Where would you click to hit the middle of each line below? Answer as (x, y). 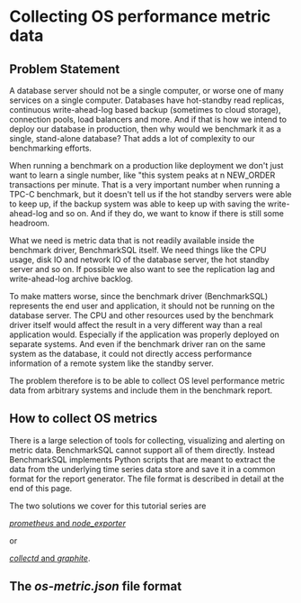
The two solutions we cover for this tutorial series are (108, 506)
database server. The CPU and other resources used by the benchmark (142, 315)
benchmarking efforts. (51, 148)
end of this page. (41, 488)
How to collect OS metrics (84, 419)
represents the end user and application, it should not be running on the (142, 306)
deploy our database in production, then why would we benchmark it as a (145, 129)
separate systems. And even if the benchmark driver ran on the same (137, 344)
